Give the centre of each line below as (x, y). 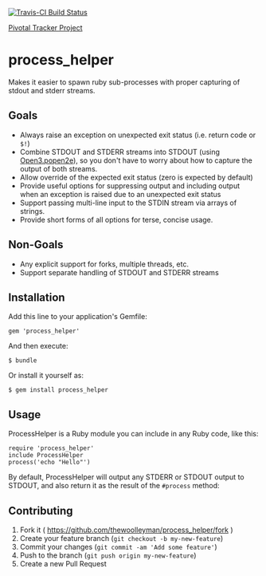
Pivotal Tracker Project (45, 28)
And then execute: (38, 346)
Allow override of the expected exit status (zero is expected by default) (136, 177)
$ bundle (23, 361)
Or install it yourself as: (46, 376)
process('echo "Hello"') (49, 463)
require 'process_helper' (51, 448)
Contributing (41, 511)
